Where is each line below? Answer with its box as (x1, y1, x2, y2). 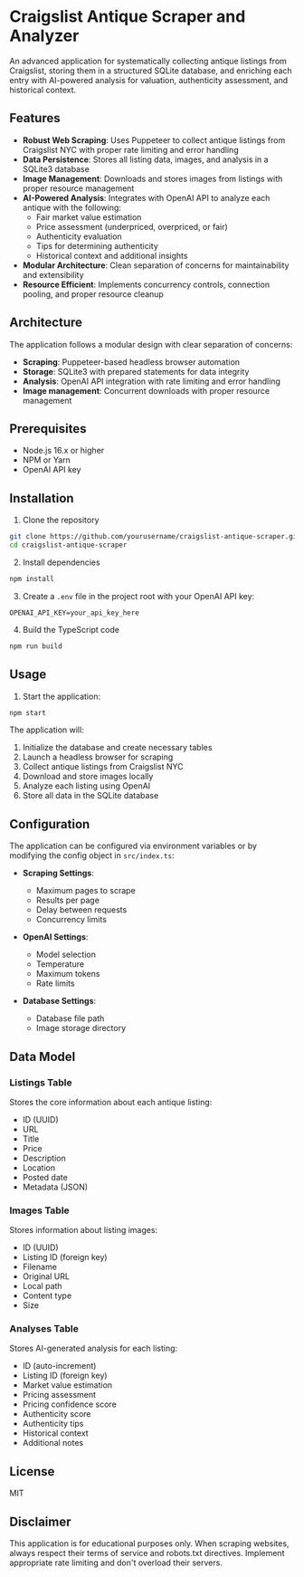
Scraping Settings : (22, 867, 95, 879)
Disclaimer (9, 1514, 71, 1529)
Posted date (22, 1171, 68, 1182)
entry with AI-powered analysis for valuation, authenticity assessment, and (9, 74, 289, 85)
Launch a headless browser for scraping (22, 751, 174, 762)
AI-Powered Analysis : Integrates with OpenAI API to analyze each (22, 192, 271, 203)
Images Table (9, 1204, 70, 1217)
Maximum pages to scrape (35, 885, 136, 896)
